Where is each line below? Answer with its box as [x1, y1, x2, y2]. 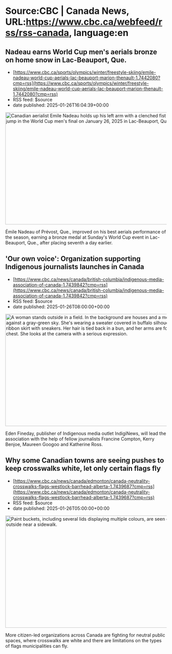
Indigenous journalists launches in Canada [5, 262, 144, 271]
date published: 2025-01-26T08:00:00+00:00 [12, 304, 110, 310]
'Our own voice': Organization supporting [5, 255, 141, 263]
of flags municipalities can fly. [5, 643, 69, 649]
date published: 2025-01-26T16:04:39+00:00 [12, 102, 109, 108]
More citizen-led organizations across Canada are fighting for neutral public [5, 632, 165, 638]
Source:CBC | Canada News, [5, 5, 130, 17]
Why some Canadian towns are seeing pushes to [5, 456, 164, 465]
